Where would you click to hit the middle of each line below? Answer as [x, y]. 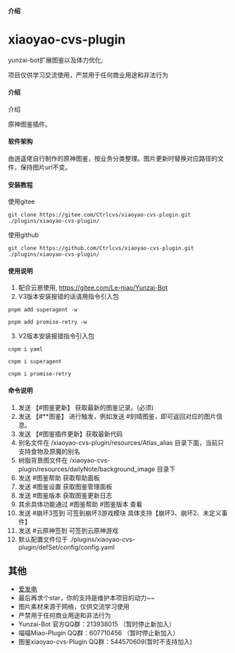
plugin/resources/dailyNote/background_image [87, 469]
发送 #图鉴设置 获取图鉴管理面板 [65, 486]
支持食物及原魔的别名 [49, 451]
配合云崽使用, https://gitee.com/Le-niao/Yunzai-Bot [93, 287]
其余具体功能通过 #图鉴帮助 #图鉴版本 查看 [80, 504]
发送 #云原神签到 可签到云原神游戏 [68, 530]
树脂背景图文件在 [43, 460]
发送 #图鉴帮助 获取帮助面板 [59, 477]
